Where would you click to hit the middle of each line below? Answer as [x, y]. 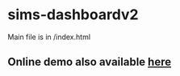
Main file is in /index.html [49, 37]
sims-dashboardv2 [73, 15]
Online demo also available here [89, 62]
